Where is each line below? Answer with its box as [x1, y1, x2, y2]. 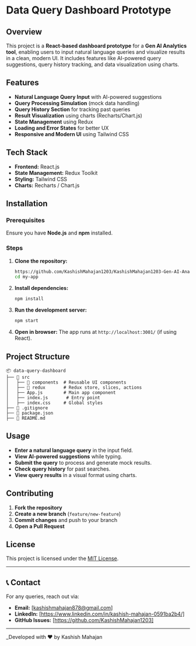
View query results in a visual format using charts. [14, 471, 137, 478]
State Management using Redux [14, 118, 93, 125]
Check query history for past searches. [14, 465, 111, 472]
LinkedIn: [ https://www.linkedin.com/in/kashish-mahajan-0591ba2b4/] [14, 610, 185, 617]
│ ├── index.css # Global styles [6, 400, 103, 406]
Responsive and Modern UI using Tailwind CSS [14, 130, 129, 137]
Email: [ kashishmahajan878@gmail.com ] [14, 604, 113, 612]
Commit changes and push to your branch [14, 516, 118, 523]
